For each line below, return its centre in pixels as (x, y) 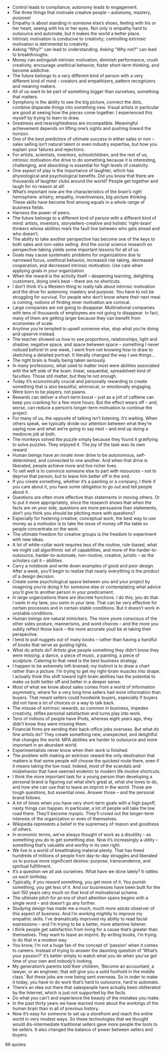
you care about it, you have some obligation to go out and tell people (82, 487)
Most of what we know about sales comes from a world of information (84, 687)
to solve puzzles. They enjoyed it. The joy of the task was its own (79, 444)
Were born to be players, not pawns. (49, 392)
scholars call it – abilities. (38, 560)
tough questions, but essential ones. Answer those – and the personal (83, 792)
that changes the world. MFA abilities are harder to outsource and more (85, 740)
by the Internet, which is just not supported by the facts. (69, 992)
